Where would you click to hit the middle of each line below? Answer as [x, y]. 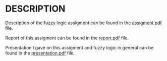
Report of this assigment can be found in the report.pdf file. [67, 38]
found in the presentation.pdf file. [40, 53]
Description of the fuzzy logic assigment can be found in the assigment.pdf [84, 23]
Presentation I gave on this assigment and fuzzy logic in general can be [79, 47]
